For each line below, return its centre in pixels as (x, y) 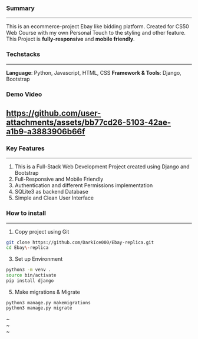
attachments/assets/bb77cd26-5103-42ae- (89, 122)
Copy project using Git (42, 231)
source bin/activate (32, 275)
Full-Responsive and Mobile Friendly (59, 179)
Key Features (26, 148)
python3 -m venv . (29, 270)
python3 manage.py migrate (39, 308)
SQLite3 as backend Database (51, 192)
